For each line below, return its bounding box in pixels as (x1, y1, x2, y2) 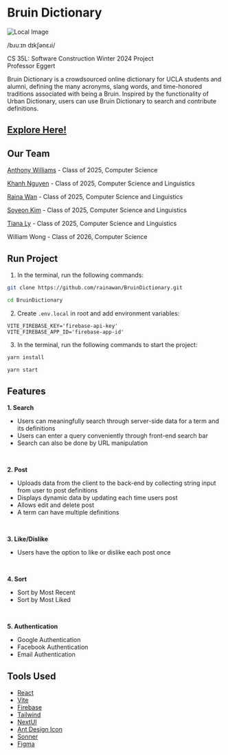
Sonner (16, 732, 38, 741)
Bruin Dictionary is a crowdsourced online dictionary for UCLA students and (7, 74, 222, 83)
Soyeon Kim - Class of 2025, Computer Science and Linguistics (7, 206, 187, 214)
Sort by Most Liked (16, 596, 71, 604)
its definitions (16, 424, 56, 433)
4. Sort (7, 575, 27, 583)
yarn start (7, 366, 38, 373)
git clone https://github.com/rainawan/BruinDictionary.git (7, 284, 183, 291)
